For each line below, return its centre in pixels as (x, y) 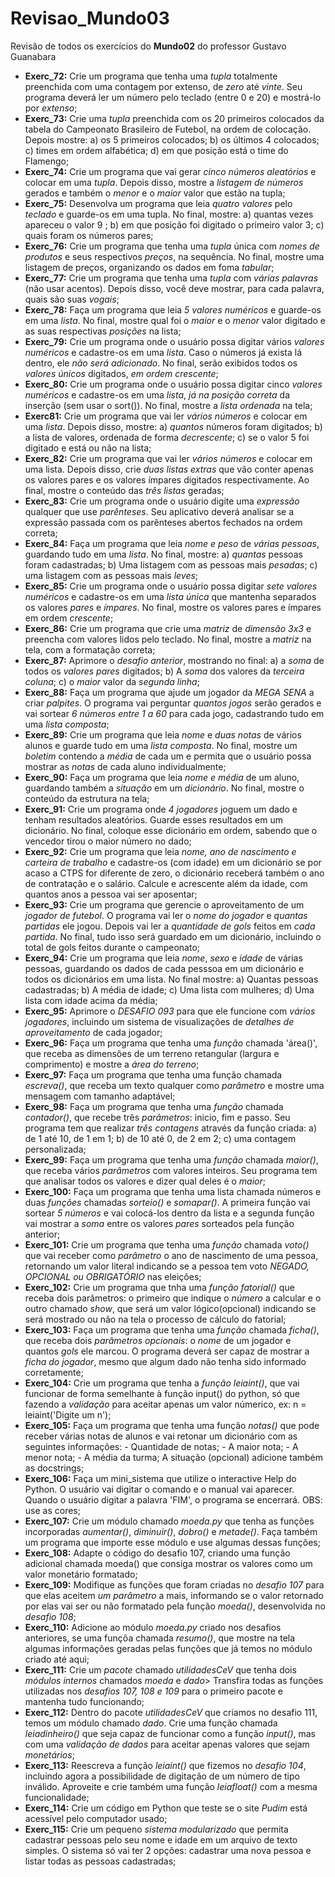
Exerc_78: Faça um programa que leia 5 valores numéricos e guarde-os (173, 309)
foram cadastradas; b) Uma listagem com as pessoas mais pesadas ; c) (171, 564)
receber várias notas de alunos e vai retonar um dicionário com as (161, 1436)
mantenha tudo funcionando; (84, 1701)
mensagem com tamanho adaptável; (100, 1096)
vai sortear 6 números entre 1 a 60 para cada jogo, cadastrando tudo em (174, 713)
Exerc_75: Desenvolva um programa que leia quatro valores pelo (158, 203)
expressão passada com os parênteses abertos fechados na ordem (163, 522)
